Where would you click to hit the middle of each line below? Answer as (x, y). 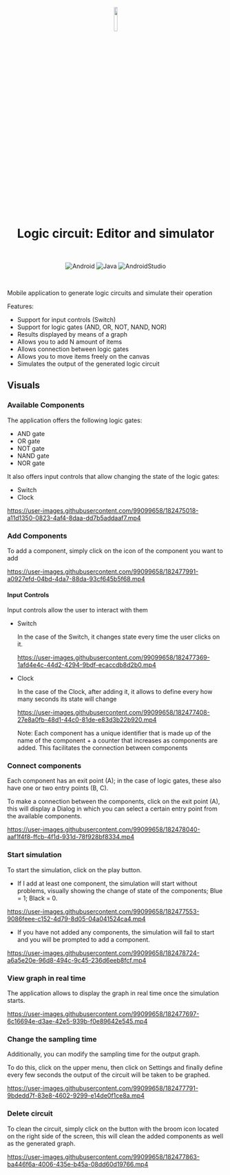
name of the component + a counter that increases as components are (117, 741)
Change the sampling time (52, 1039)
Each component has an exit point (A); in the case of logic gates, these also (114, 781)
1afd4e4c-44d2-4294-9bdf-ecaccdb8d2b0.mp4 (86, 665)
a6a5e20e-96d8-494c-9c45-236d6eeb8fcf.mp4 (77, 960)
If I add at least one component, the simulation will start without (107, 883)
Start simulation (34, 855)
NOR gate (31, 463)
